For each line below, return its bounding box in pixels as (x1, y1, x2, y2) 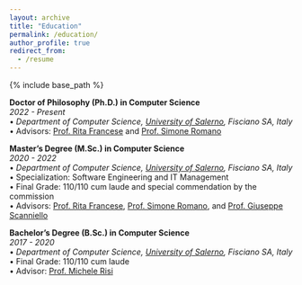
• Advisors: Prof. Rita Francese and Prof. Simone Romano (9, 126, 222, 136)
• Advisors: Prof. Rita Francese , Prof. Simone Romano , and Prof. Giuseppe (9, 200, 283, 211)
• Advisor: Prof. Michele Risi (9, 266, 114, 276)
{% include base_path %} (9, 80, 104, 90)
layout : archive (9, 13, 70, 22)
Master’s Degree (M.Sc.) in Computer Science (9, 143, 185, 154)
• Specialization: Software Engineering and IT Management (9, 172, 229, 183)
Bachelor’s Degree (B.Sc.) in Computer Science (9, 227, 191, 238)
